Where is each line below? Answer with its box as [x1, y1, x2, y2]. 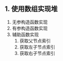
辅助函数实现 [12, 31, 39, 37]
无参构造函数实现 [12, 19, 48, 25]
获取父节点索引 [19, 37, 51, 43]
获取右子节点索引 [19, 50, 55, 56]
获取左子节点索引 [19, 44, 55, 50]
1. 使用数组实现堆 [5, 4, 58, 13]
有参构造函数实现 [12, 25, 48, 31]
